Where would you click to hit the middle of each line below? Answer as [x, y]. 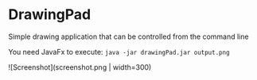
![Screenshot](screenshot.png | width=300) [80, 67]
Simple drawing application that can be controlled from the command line [128, 36]
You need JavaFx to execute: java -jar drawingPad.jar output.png [119, 51]
